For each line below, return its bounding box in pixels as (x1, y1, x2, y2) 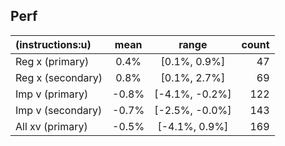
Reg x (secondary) (15, 70, 103, 84)
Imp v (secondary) (15, 103, 103, 117)
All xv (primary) (15, 119, 88, 133)
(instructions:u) (15, 37, 92, 51)
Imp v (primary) (15, 87, 89, 101)
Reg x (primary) (15, 54, 90, 68)
